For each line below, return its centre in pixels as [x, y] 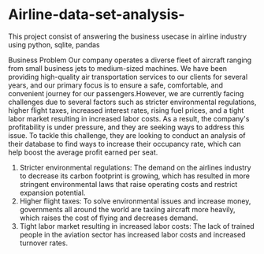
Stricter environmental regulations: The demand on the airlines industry [135, 167]
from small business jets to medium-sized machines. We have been [117, 68]
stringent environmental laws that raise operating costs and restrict [128, 184]
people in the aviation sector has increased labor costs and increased [132, 234]
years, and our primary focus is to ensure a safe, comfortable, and [115, 85]
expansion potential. [52, 192]
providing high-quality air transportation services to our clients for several [128, 77]
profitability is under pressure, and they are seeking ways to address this [126, 127]
